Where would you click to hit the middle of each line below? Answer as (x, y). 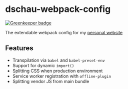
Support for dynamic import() (43, 65)
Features (19, 48)
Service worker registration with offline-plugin (62, 76)
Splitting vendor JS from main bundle (51, 81)
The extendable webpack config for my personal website (64, 32)
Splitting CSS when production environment (57, 71)
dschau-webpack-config (58, 9)
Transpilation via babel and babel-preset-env (58, 60)
